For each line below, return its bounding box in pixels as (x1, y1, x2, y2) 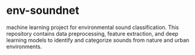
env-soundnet (6, 4, 80, 18)
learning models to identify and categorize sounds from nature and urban (6, 36, 190, 44)
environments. (6, 43, 42, 50)
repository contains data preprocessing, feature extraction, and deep (6, 30, 179, 37)
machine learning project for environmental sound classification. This (6, 24, 179, 31)
